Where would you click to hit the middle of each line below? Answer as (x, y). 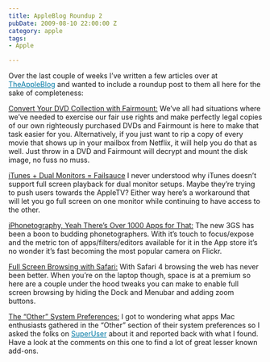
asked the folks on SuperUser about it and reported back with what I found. (133, 334)
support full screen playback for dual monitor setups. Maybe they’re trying (132, 184)
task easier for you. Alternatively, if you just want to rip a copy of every (126, 135)
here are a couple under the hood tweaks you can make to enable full (124, 284)
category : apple (35, 31)
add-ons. (23, 351)
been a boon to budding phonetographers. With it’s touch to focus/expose (131, 234)
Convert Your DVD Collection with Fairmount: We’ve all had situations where (135, 109)
